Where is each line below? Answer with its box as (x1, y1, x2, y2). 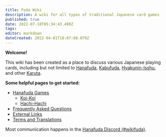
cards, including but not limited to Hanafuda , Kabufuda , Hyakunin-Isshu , (5, 64, 156, 71)
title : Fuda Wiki (5, 7, 42, 13)
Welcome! (5, 49, 27, 56)
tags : (5, 26, 17, 31)
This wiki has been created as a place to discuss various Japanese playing (5, 59, 161, 65)
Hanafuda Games (12, 89, 50, 96)
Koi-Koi (20, 95, 36, 101)
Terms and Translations (12, 116, 62, 122)
